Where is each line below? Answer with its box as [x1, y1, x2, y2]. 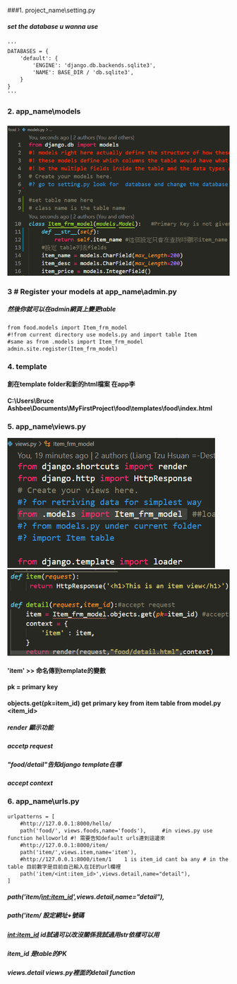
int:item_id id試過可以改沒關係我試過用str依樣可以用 [7, 930, 160, 939]
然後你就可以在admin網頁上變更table [7, 305, 116, 313]
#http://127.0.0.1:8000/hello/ [20, 820, 112, 827]
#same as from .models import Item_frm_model [7, 338, 143, 345]
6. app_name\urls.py [7, 796, 80, 806]
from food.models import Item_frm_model [7, 324, 128, 331]
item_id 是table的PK [7, 949, 67, 958]
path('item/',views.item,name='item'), [20, 849, 138, 856]
